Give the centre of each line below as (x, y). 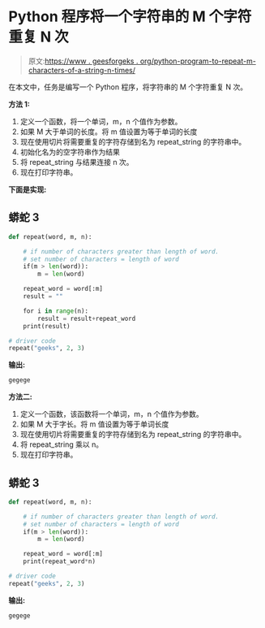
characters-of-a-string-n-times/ (82, 70)
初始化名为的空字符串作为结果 (70, 152)
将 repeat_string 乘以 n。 (62, 444)
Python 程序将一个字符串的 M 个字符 (130, 17)
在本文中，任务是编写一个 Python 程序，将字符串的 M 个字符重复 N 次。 (128, 87)
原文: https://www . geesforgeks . (83, 61)
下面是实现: (28, 189)
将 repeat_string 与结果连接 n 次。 (77, 162)
